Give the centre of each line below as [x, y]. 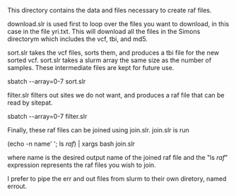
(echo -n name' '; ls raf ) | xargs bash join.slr [71, 144]
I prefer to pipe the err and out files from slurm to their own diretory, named [117, 179]
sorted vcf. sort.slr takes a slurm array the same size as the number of [110, 60]
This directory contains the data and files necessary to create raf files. [110, 10]
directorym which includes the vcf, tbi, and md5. [78, 39]
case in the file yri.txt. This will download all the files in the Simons [104, 31]
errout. [17, 186]
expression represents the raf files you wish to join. [82, 165]
